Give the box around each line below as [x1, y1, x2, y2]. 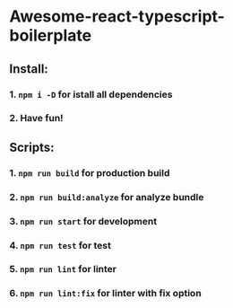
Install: [9, 61, 49, 76]
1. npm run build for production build [9, 166, 170, 179]
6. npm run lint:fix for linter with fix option [9, 287, 202, 300]
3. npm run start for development [9, 215, 158, 227]
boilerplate [9, 25, 92, 46]
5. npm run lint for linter [9, 263, 117, 276]
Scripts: [9, 139, 55, 154]
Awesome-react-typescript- [9, 6, 226, 27]
